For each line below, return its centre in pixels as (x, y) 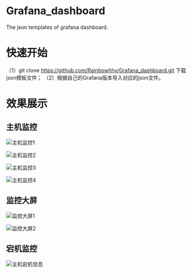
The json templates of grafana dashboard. (57, 27)
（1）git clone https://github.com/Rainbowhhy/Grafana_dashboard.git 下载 (96, 70)
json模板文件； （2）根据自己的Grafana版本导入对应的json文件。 (85, 77)
